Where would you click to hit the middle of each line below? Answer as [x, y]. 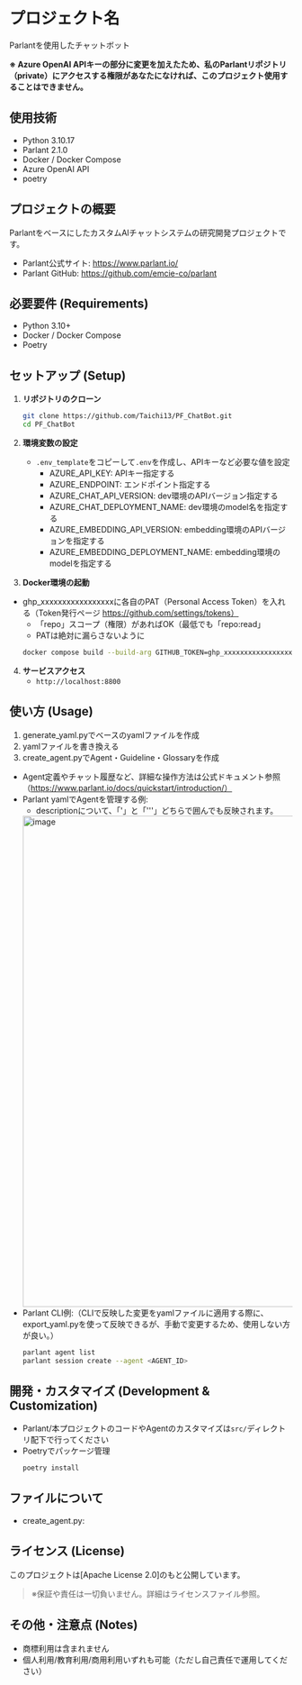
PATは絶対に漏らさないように [90, 635]
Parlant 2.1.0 [45, 150]
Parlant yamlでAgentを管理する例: [85, 799]
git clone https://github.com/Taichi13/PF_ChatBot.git [127, 416]
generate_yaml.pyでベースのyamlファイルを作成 [111, 734]
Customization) [54, 1405]
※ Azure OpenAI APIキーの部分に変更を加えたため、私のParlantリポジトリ [148, 64]
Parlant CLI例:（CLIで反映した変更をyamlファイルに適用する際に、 [145, 1313]
